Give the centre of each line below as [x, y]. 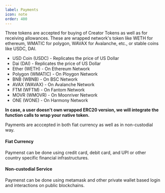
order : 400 [16, 19]
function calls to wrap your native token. [47, 115]
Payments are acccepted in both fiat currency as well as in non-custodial [79, 125]
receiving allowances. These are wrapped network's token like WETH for [79, 38]
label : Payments [22, 10]
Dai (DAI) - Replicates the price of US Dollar [56, 64]
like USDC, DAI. [21, 49]
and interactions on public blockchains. [45, 185]
